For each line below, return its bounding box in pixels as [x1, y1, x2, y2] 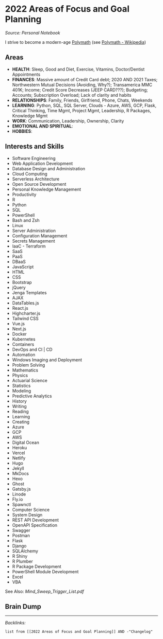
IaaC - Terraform [12, 243, 46, 249]
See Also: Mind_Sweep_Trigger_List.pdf [5, 588, 84, 594]
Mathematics [12, 367, 38, 373]
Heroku [12, 444, 27, 450]
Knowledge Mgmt [12, 113, 48, 119]
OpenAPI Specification [12, 522, 58, 528]
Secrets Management [12, 238, 55, 244]
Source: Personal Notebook [5, 30, 61, 35]
